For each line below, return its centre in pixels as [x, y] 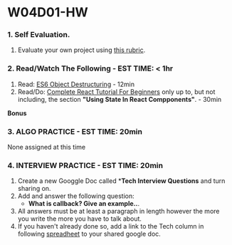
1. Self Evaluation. [39, 35]
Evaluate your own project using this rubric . [81, 50]
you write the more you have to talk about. [80, 219]
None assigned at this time [47, 147]
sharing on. [34, 189]
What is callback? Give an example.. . [84, 204]
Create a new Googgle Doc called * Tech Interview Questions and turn [121, 181]
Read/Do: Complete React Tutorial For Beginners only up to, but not [116, 92]
